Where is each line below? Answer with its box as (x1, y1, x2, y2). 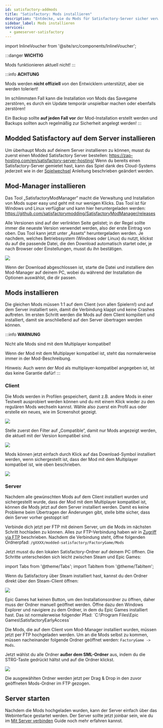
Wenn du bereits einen (95, 158, 141, 163)
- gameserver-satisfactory (9, 30, 64, 35)
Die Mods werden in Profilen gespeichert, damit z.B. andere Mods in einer (5, 393, 153, 399)
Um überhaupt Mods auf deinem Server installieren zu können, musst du (5, 147, 150, 153)
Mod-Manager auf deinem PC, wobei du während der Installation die (5, 269, 142, 275)
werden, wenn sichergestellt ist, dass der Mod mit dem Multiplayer (5, 456, 138, 462)
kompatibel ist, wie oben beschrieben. (5, 462, 81, 467)
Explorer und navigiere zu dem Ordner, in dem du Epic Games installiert (5, 607, 148, 613)
